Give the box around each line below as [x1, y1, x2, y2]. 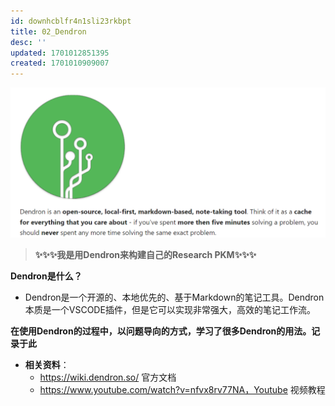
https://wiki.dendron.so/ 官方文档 [39, 371, 177, 383]
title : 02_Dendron [10, 26, 87, 37]
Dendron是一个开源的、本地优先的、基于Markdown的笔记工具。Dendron [24, 291, 325, 303]
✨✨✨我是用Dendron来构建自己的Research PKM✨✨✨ [34, 248, 257, 260]
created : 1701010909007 [10, 58, 110, 69]
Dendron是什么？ [10, 270, 83, 282]
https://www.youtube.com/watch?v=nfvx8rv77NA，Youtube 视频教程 [39, 383, 326, 395]
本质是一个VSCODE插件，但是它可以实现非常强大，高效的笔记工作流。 [24, 303, 316, 315]
